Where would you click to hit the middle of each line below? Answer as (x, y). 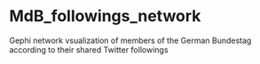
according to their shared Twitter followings (89, 49)
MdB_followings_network (105, 16)
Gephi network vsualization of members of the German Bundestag (130, 40)
